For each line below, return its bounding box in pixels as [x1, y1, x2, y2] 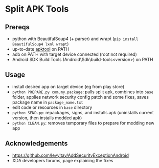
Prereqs [5, 23, 30, 31]
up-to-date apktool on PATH [12, 46, 69, 52]
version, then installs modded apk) [12, 115, 82, 121]
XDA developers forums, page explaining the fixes [12, 157, 114, 163]
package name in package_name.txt [12, 99, 84, 105]
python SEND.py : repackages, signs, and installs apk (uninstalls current [12, 109, 154, 115]
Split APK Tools [5, 3, 69, 15]
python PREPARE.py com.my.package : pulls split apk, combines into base [12, 89, 154, 95]
